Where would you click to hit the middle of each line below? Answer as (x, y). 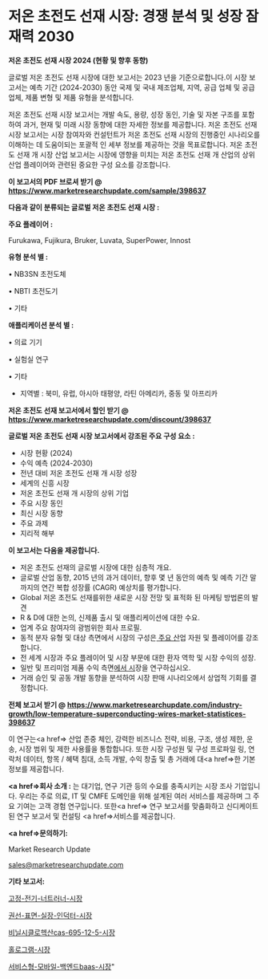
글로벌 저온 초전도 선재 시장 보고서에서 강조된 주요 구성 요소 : (102, 436)
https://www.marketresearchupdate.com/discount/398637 (110, 419)
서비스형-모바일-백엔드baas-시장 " (62, 966)
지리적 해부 (37, 533)
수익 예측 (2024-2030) (56, 463)
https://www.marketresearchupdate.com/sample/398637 (107, 190)
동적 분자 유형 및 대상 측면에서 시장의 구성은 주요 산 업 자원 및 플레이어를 (132, 637)
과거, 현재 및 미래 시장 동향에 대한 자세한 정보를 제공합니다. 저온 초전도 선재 (140, 124)
